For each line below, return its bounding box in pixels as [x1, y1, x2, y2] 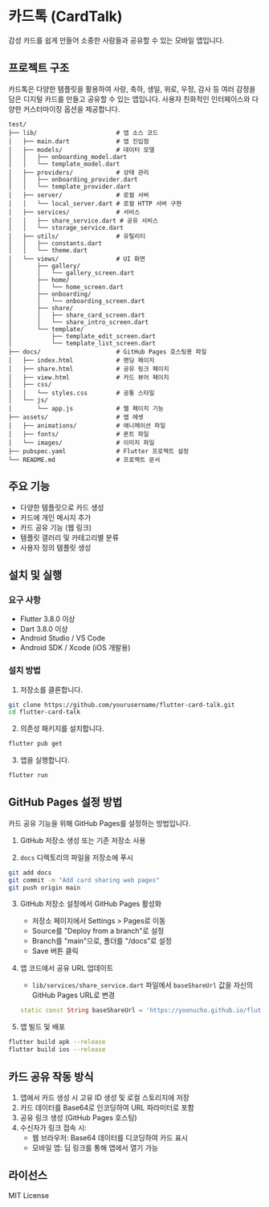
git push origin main [8, 883, 81, 892]
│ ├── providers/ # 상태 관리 [8, 168, 149, 177]
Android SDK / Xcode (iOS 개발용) [19, 643, 131, 653]
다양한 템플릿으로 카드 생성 [19, 502, 104, 512]
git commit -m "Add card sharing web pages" [8, 876, 160, 884]
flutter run [8, 771, 48, 779]
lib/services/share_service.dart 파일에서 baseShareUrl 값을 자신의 [31, 980, 254, 990]
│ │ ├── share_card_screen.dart [8, 311, 146, 319]
